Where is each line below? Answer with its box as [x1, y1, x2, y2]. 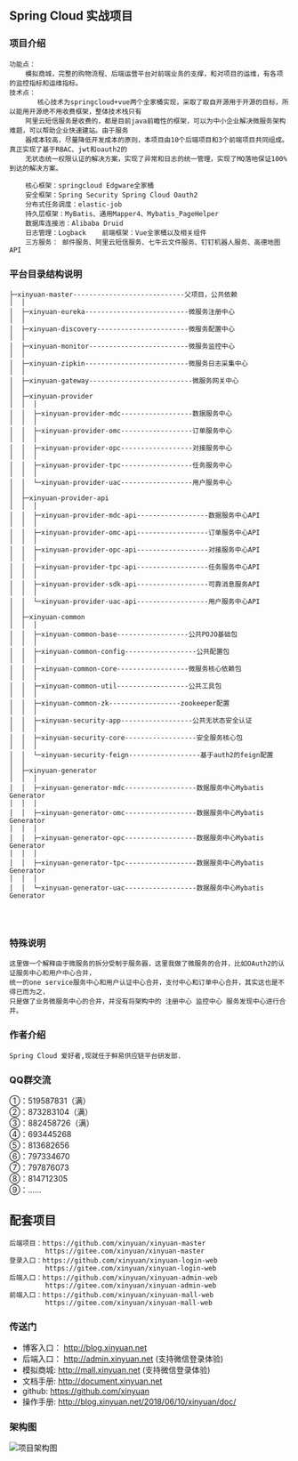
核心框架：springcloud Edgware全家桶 [25, 181, 154, 190]
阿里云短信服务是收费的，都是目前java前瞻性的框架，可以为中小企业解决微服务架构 [25, 117, 286, 125]
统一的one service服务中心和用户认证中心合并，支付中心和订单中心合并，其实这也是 [9, 978, 278, 988]
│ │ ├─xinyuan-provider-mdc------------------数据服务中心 [9, 408, 233, 418]
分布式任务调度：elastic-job [25, 199, 123, 209]
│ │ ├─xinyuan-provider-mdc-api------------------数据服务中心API [9, 511, 261, 520]
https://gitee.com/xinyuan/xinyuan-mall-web [44, 1298, 213, 1307]
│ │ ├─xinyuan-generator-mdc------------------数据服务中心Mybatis [9, 783, 264, 792]
